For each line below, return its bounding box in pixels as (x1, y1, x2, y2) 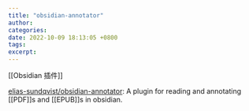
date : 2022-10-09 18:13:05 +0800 (8, 33, 118, 42)
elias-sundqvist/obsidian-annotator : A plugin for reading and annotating (8, 87, 242, 95)
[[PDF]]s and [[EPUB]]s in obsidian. (8, 95, 123, 104)
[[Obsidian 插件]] (8, 71, 63, 80)
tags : (8, 41, 26, 49)
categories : (8, 26, 47, 34)
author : (8, 19, 34, 27)
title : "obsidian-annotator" (8, 11, 104, 20)
